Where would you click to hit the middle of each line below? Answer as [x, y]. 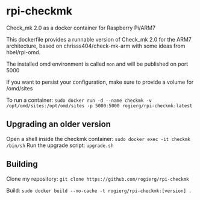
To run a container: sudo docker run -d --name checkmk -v [79, 100]
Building [22, 164]
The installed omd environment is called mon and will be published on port [97, 64]
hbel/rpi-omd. [23, 52]
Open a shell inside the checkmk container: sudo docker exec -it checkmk [98, 139]
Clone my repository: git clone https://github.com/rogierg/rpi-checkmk [98, 178]
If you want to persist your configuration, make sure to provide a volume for [100, 82]
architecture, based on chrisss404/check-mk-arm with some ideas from [96, 46]
